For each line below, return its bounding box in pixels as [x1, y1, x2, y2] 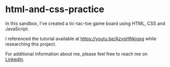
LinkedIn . [5, 56, 24, 62]
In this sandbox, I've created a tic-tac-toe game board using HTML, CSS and [5, 20, 165, 26]
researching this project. [5, 41, 56, 47]
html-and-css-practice [5, 4, 105, 15]
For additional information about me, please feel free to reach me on [5, 51, 148, 57]
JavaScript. [5, 25, 29, 31]
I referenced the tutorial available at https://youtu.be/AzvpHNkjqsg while [5, 36, 157, 42]
